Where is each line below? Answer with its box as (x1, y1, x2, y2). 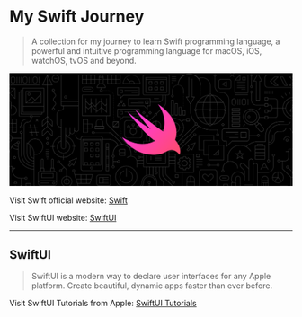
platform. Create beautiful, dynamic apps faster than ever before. (31, 280, 273, 291)
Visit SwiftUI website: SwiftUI (9, 213, 117, 224)
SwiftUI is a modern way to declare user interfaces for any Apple (31, 271, 271, 282)
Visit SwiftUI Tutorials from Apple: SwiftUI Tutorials (9, 298, 198, 309)
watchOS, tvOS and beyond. (31, 55, 137, 66)
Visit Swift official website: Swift (9, 195, 128, 206)
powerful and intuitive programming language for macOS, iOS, (31, 45, 262, 56)
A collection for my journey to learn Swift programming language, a (31, 36, 280, 47)
